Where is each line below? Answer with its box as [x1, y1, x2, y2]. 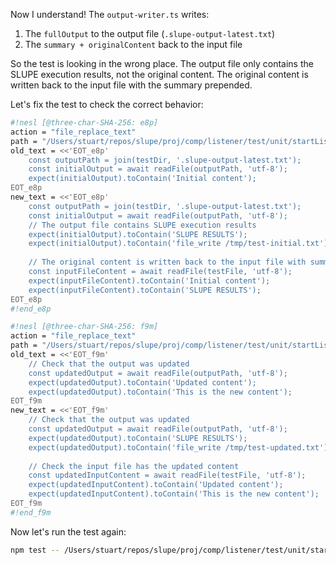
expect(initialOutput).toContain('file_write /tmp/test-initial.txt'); [28, 239, 333, 249]
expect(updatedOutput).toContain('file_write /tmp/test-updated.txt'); [28, 442, 333, 453]
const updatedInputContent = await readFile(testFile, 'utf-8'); [28, 470, 307, 481]
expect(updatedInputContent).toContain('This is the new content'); [28, 489, 320, 499]
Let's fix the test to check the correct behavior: [10, 99, 204, 110]
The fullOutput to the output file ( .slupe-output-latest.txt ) [24, 28, 276, 39]
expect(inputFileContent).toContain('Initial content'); [28, 275, 271, 286]
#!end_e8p [10, 304, 52, 314]
